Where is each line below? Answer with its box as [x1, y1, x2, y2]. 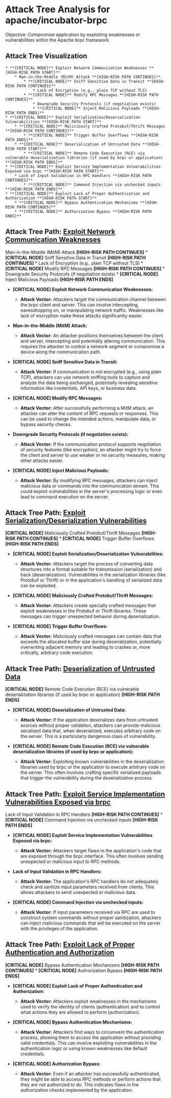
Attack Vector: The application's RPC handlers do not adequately [20, 879, 159, 884]
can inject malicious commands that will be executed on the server [20, 920, 161, 926]
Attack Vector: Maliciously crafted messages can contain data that [20, 633, 162, 640]
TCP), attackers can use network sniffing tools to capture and [20, 374, 150, 380]
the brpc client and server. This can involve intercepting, [20, 302, 139, 308]
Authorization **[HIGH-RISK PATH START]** [5, 195, 97, 201]
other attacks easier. [20, 457, 64, 464]
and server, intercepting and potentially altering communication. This [20, 337, 165, 344]
